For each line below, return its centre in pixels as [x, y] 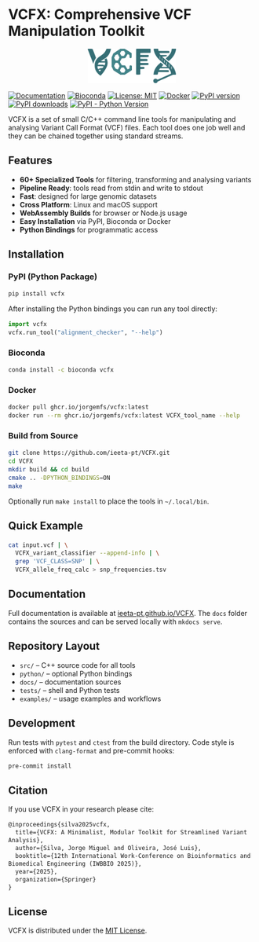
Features [30, 161]
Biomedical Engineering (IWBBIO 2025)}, [75, 864]
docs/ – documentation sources [70, 682]
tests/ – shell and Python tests [69, 690]
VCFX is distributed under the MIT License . [78, 930]
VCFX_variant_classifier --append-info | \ [87, 553]
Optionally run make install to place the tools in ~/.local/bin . [109, 501]
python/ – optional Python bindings [76, 673]
